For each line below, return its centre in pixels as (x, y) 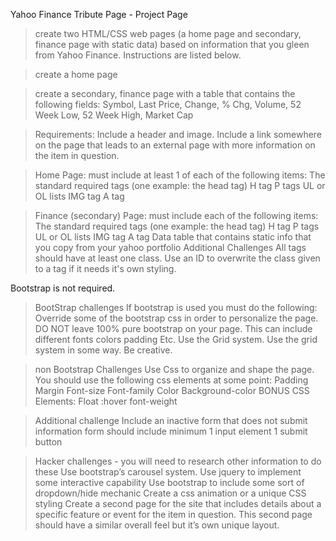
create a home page (76, 74)
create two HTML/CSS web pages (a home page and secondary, (168, 33)
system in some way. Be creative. (103, 350)
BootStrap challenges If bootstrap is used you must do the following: (176, 307)
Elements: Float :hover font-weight (106, 401)
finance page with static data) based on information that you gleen (172, 44)
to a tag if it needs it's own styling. (105, 268)
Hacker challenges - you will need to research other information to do (178, 461)
